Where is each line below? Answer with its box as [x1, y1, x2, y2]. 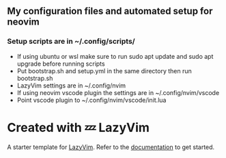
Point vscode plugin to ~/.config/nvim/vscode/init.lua [16, 96, 167, 104]
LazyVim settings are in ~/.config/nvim [16, 81, 126, 90]
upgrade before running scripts [16, 60, 105, 68]
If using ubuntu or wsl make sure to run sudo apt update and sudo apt [16, 52, 214, 60]
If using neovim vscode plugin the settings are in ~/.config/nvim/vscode [16, 88, 220, 96]
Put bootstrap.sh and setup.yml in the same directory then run [16, 66, 193, 75]
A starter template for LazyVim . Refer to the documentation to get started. [7, 143, 215, 151]
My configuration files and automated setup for [7, 5, 213, 17]
